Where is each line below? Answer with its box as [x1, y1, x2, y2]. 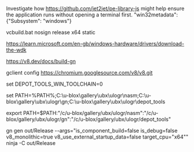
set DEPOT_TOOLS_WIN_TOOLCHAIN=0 [6, 80, 103, 87]
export [6, 110, 22, 116]
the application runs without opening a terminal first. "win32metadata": [6, 11, 178, 18]
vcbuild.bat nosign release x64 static [6, 29, 96, 36]
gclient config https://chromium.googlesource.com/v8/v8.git [6, 69, 153, 76]
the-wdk [6, 46, 26, 53]
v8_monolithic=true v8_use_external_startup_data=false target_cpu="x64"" [6, 133, 189, 140]
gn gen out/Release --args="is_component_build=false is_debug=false [6, 127, 178, 134]
